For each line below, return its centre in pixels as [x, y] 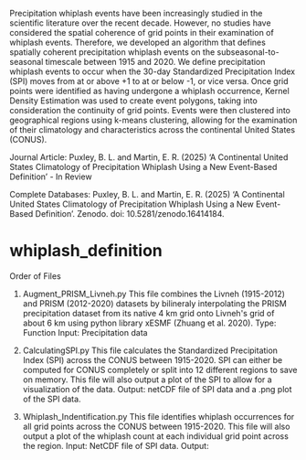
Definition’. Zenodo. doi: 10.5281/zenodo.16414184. [130, 214]
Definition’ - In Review [51, 177]
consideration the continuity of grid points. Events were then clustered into [150, 110]
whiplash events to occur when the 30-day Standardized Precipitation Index [152, 71]
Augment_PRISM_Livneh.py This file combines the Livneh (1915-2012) [154, 294]
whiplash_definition [86, 251]
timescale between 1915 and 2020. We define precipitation [155, 62]
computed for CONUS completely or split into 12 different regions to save [160, 369]
